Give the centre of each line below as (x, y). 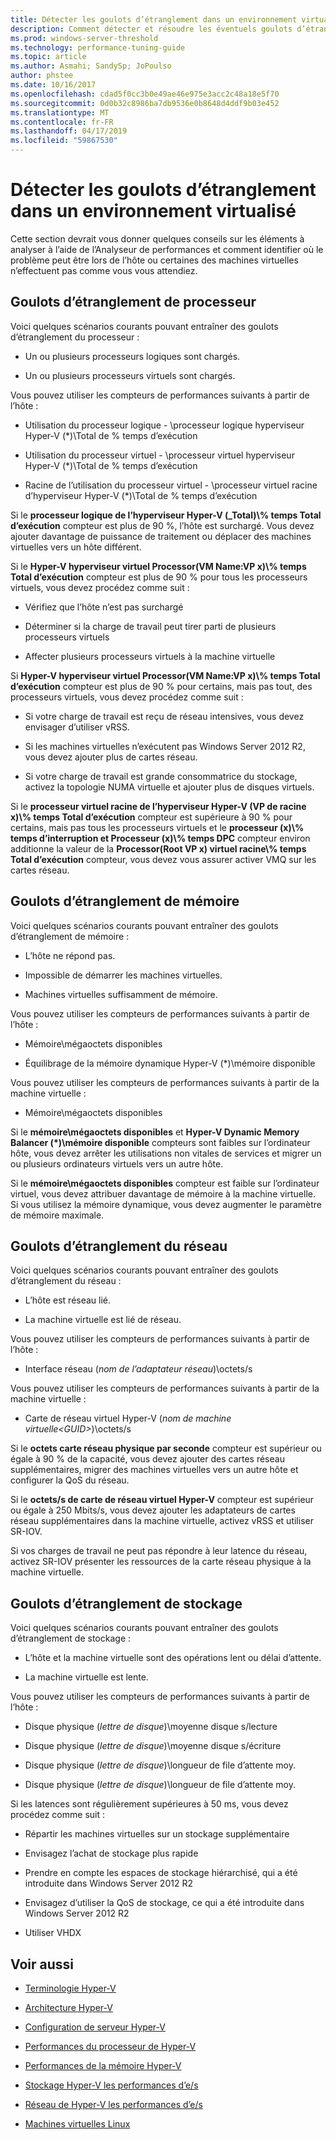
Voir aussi (42, 1964)
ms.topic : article (48, 57)
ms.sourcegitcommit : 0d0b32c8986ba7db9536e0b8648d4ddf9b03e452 (145, 103)
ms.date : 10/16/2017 (53, 85)
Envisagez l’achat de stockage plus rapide (111, 1853)
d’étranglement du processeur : (75, 337)
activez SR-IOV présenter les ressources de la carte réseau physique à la (161, 1562)
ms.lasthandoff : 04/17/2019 (69, 131)
